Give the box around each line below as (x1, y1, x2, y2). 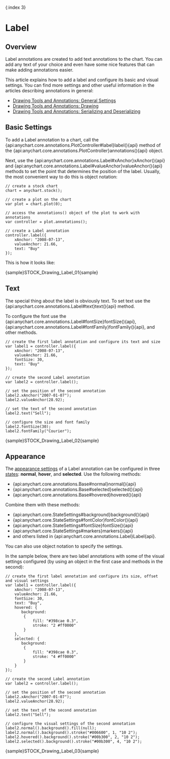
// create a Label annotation (5, 228, 70, 233)
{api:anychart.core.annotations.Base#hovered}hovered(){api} (12, 492, 141, 498)
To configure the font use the (5, 313, 67, 319)
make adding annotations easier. (5, 67, 74, 73)
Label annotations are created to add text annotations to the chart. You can (5, 56, 163, 62)
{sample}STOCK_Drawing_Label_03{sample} (5, 748, 99, 754)
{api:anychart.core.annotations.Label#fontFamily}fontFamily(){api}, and (5, 324, 155, 330)
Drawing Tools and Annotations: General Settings (12, 97, 116, 104)
